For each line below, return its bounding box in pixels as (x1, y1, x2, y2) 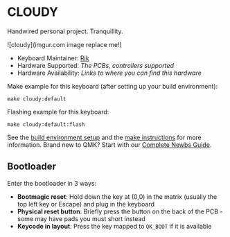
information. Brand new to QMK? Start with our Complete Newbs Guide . (7, 140, 212, 149)
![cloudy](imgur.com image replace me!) (7, 40, 123, 49)
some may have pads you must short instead (17, 214, 145, 222)
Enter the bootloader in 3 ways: (7, 179, 97, 187)
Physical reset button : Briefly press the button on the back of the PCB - (17, 207, 223, 216)
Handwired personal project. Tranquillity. (7, 27, 123, 35)
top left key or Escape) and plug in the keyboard (17, 200, 154, 208)
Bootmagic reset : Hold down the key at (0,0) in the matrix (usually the (17, 192, 218, 201)
